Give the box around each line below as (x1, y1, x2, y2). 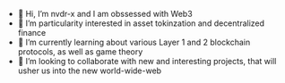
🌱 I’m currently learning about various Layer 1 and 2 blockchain (17, 37, 251, 47)
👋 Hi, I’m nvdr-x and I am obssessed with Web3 (17, 9, 193, 19)
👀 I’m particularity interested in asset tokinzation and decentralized (17, 18, 265, 29)
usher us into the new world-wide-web (17, 65, 162, 76)
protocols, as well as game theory (17, 46, 143, 57)
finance (17, 28, 47, 37)
